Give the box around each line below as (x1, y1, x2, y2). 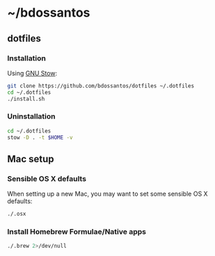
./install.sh (7, 95, 45, 102)
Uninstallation (7, 112, 56, 121)
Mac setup (7, 153, 54, 164)
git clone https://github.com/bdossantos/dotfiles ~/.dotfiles (7, 82, 195, 89)
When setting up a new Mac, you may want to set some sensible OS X (7, 189, 208, 198)
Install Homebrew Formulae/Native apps (7, 227, 146, 237)
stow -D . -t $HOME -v (7, 134, 73, 141)
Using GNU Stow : (7, 69, 58, 77)
